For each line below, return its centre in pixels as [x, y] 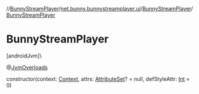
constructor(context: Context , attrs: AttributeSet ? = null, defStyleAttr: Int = [98, 79]
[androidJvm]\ [24, 56]
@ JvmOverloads [27, 67]
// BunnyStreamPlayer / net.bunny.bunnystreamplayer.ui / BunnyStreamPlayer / [100, 9]
